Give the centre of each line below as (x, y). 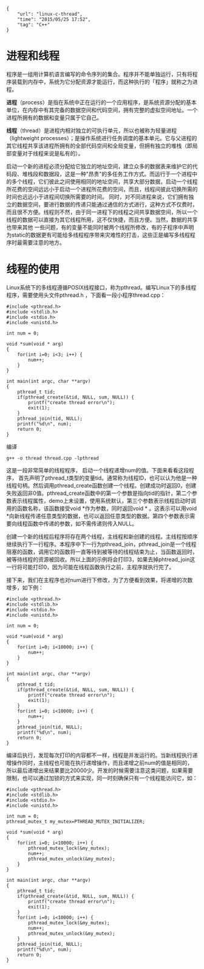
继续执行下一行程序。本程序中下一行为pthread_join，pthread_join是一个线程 (101, 544)
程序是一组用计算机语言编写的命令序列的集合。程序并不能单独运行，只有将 (99, 74)
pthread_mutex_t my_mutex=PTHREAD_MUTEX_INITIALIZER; (76, 822)
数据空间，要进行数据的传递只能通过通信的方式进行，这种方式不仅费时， (107, 204)
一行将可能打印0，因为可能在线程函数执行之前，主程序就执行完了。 (90, 567)
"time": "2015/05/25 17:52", (54, 20)
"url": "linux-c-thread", (50, 14)
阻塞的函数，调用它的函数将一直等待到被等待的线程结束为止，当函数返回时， (102, 552)
